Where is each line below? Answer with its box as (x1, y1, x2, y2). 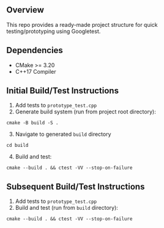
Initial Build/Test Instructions (6, 85, 119, 96)
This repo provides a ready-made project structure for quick (6, 21, 158, 28)
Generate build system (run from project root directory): (15, 108, 156, 115)
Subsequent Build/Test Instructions (6, 181, 145, 191)
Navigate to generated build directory (15, 130, 111, 138)
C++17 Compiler (15, 68, 56, 75)
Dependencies (6, 45, 63, 55)
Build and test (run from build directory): (15, 204, 118, 212)
